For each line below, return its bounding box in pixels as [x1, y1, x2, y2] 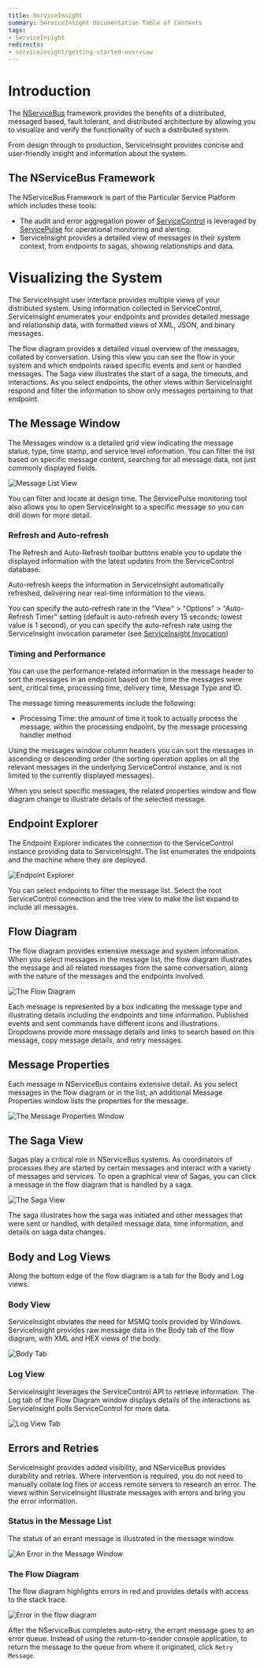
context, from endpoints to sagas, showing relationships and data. [19, 241, 235, 251]
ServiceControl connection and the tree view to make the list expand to [8, 894, 239, 903]
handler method [19, 730, 72, 740]
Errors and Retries [8, 1442, 99, 1455]
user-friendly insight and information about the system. [8, 148, 188, 158]
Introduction [8, 82, 91, 100]
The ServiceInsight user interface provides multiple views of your [8, 295, 221, 304]
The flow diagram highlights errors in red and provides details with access [8, 1587, 249, 1596]
